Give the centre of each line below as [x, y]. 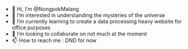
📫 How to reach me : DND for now [54, 40]
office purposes [31, 27]
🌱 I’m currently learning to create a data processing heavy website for [97, 21]
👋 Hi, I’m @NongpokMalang [45, 9]
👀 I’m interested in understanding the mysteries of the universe [88, 15]
